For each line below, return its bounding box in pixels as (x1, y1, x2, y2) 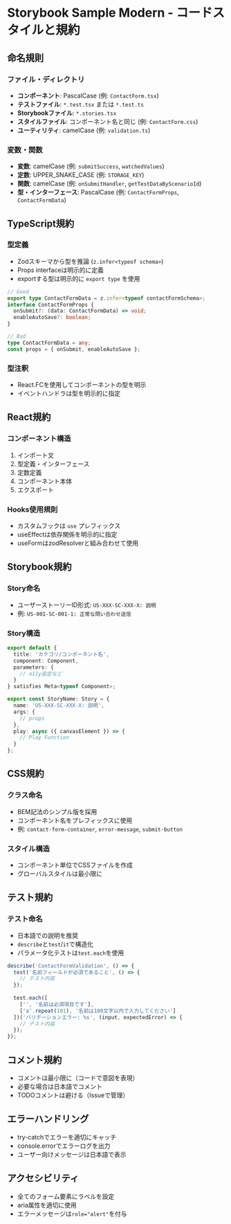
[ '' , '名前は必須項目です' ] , (19, 1000, 95, 1008)
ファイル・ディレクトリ (7, 74, 85, 84)
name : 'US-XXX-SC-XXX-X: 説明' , (13, 702, 105, 709)
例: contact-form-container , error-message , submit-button (17, 825, 183, 833)
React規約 (7, 411, 51, 423)
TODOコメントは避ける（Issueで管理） (17, 1090, 129, 1099)
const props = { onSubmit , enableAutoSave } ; (7, 345, 140, 352)
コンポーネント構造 (7, 434, 71, 444)
